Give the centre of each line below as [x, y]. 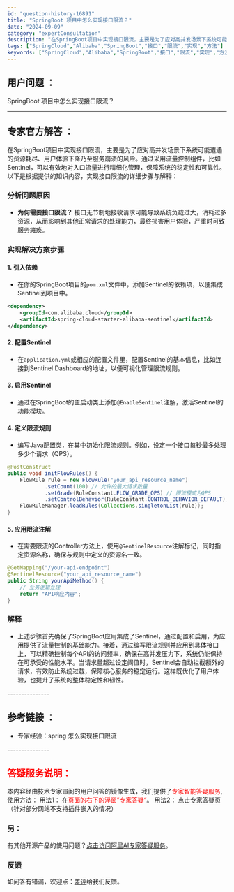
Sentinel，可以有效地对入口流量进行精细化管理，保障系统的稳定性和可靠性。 [117, 167]
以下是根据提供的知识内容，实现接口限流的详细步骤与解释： [93, 176]
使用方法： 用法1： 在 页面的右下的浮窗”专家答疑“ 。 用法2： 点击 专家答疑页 [114, 800]
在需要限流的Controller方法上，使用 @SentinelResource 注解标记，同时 [116, 546]
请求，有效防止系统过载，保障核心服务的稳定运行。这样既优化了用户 [115, 671]
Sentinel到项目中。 [44, 293]
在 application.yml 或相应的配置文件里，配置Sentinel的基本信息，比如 [116, 359]
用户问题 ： [31, 83]
